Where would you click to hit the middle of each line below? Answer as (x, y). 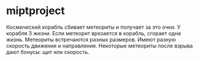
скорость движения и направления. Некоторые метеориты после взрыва (99, 46)
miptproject (36, 11)
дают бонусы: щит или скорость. (48, 52)
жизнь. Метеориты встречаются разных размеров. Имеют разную (91, 39)
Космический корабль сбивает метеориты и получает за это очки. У (93, 27)
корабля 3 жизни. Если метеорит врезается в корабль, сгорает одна (94, 33)
